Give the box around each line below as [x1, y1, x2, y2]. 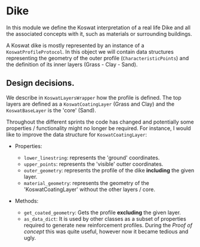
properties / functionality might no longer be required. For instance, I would [6, 124, 191, 132]
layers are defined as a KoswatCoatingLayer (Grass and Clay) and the [6, 100, 175, 107]
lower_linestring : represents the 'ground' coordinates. [23, 154, 160, 161]
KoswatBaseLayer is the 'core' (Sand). [6, 106, 97, 114]
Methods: [14, 197, 39, 204]
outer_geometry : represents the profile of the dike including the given [23, 166, 195, 174]
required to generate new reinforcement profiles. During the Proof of [23, 221, 193, 229]
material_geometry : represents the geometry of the [23, 179, 149, 186]
